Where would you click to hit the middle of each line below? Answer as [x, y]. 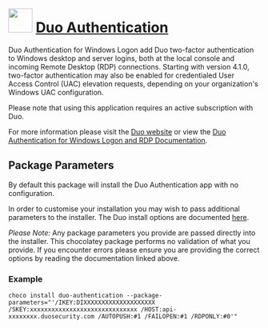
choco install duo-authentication [66, 296]
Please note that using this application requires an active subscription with [131, 107]
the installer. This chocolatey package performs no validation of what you [129, 241]
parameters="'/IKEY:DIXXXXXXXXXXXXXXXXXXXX [82, 303]
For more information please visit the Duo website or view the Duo [117, 131]
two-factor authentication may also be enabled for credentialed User [121, 75]
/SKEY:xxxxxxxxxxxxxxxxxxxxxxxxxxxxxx [73, 310]
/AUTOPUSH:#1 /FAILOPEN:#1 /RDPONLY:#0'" [168, 317]
